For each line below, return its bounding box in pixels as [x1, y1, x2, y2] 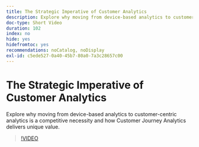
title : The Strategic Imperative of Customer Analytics [6, 8, 147, 15]
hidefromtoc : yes [6, 42, 49, 48]
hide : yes [6, 36, 31, 42]
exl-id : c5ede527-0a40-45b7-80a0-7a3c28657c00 [6, 53, 123, 59]
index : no [6, 31, 31, 37]
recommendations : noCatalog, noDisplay [6, 47, 105, 53]
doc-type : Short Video [6, 20, 62, 25]
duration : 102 [6, 25, 41, 31]
